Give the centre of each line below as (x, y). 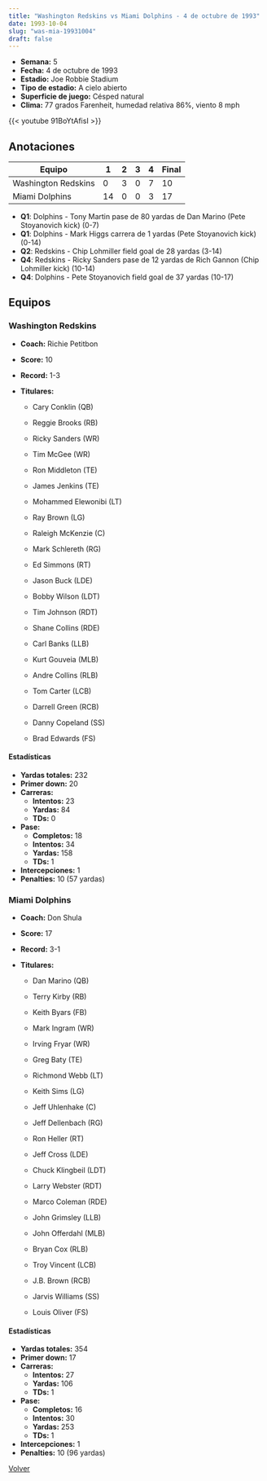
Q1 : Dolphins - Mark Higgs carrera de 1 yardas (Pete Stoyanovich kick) (138, 234)
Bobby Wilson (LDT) (66, 596)
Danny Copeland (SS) (69, 723)
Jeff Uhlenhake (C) (64, 1107)
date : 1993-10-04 (38, 24)
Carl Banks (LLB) (61, 644)
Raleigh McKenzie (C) (69, 533)
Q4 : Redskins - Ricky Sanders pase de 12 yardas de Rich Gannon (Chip (140, 260)
